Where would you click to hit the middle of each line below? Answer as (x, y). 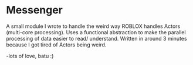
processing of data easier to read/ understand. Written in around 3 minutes (97, 38)
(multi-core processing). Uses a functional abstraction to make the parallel (96, 32)
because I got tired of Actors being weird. (56, 45)
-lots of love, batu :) (30, 56)
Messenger (35, 10)
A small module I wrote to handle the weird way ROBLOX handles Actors (93, 26)
